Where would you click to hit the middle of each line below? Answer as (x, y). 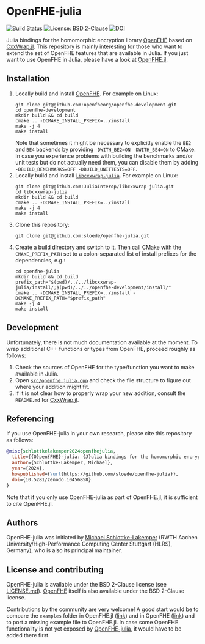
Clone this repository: (42, 224)
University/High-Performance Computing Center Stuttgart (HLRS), (89, 544)
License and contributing (55, 570)
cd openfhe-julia (37, 271)
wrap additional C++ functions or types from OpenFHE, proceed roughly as (101, 349)
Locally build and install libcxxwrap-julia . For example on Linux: (96, 175)
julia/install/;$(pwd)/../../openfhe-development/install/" (93, 287)
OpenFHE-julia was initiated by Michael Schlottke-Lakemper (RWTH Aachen (102, 538)
